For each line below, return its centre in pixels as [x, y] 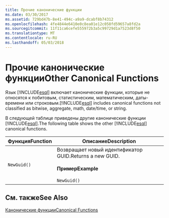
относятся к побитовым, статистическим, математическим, [70, 97]
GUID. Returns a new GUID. [88, 156]
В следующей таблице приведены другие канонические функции [75, 118]
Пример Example [78, 168]
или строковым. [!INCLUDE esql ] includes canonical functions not [93, 103]
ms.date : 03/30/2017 [27, 15]
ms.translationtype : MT [30, 33]
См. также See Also [36, 198]
